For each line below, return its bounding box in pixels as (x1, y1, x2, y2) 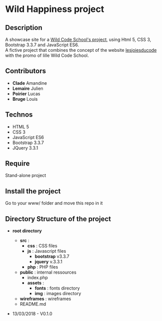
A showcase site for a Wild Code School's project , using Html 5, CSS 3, (5, 36, 152, 42)
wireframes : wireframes (19, 296, 71, 302)
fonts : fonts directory (34, 285, 80, 291)
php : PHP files (27, 264, 58, 270)
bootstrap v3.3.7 (34, 253, 70, 260)
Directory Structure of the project (5, 214, 111, 223)
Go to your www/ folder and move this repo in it (5, 200, 103, 206)
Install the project (5, 187, 61, 195)
